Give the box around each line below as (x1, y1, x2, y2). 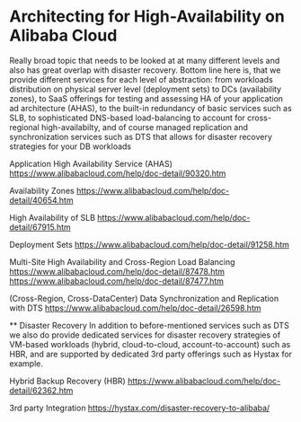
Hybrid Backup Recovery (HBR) (9, 375, 126, 386)
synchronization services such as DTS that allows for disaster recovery (9, 131, 272, 142)
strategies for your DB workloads (9, 141, 132, 152)
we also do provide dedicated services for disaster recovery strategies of (9, 330, 281, 340)
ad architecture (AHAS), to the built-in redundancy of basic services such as (9, 102, 292, 113)
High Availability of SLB (9, 212, 96, 223)
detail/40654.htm (9, 195, 74, 206)
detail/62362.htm (9, 384, 74, 396)
